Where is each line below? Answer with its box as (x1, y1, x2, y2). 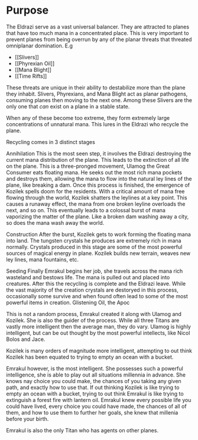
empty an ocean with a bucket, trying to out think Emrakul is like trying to (6, 390, 184, 397)
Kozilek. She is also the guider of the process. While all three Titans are (6, 317, 180, 324)
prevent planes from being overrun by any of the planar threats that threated (6, 36, 192, 43)
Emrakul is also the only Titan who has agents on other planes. (6, 426, 158, 433)
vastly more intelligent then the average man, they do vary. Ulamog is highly (6, 323, 191, 330)
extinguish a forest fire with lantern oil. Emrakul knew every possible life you (6, 396, 191, 403)
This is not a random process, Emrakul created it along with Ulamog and (6, 310, 182, 317)
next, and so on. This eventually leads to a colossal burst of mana (6, 206, 165, 213)
